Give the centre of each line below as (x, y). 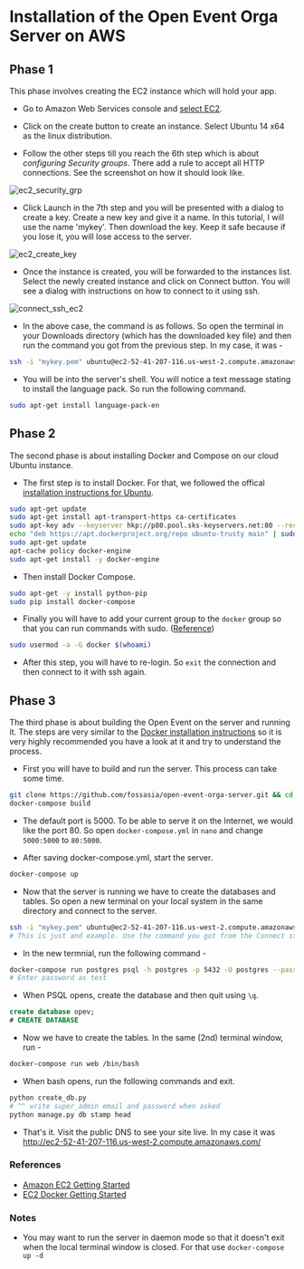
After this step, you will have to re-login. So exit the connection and (149, 662)
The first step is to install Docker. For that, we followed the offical (143, 483)
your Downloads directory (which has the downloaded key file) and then (157, 336)
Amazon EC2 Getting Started (76, 1185)
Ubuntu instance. (42, 465)
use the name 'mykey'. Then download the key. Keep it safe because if (154, 227)
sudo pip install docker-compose (72, 601)
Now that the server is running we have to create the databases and (149, 891)
